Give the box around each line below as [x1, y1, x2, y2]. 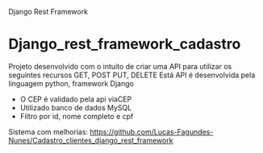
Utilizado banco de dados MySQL [19, 102, 132, 112]
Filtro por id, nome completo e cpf [19, 111, 134, 121]
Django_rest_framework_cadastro [8, 35, 241, 53]
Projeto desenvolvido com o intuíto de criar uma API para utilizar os [8, 61, 232, 71]
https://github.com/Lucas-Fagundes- [90, 126, 214, 136]
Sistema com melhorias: [8, 126, 89, 136]
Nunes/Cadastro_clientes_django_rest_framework [8, 135, 173, 145]
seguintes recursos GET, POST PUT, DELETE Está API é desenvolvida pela [8, 70, 256, 80]
